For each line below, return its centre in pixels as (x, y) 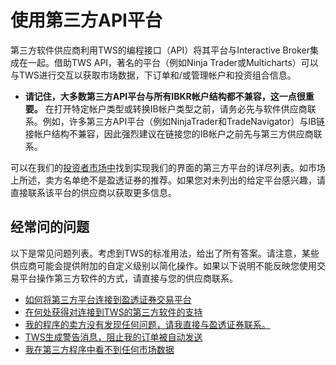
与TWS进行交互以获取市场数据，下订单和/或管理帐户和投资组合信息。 (153, 75)
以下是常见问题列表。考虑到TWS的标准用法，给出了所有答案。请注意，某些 (165, 253)
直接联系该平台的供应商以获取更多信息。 (93, 192)
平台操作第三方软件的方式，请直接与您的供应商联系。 (128, 278)
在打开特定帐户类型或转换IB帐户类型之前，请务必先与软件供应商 (176, 108)
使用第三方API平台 (86, 20)
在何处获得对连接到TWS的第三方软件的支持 (113, 312)
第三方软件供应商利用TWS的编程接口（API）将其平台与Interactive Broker (160, 50)
